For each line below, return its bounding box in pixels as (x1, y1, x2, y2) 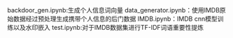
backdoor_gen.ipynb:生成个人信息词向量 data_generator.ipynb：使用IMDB (7, 6, 220, 14)
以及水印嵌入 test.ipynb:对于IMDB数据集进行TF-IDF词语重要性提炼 (13, 23, 204, 31)
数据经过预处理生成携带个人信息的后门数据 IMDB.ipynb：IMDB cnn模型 (13, 15, 218, 23)
